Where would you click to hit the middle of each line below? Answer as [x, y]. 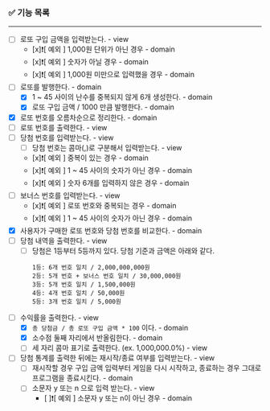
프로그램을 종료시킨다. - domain [82, 378]
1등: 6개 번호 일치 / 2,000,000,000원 [91, 268]
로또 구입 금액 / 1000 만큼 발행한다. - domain [103, 107]
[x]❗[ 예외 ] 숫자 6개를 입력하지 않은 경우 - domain [110, 183]
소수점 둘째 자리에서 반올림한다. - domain [97, 338]
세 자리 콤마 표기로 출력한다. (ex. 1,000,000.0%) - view [120, 348]
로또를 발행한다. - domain [61, 87]
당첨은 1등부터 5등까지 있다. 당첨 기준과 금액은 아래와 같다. [123, 250]
